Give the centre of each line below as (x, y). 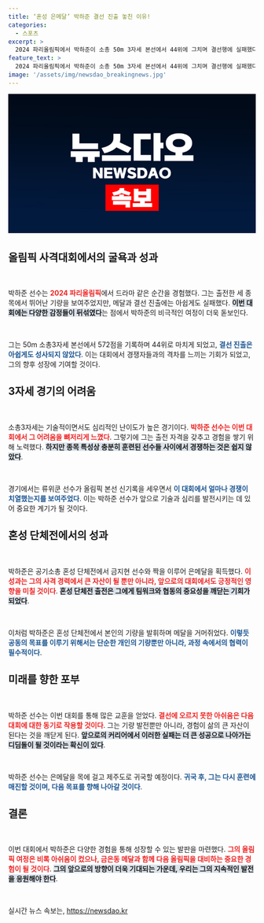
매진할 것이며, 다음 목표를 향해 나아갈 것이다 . (75, 786)
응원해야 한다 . (37, 879)
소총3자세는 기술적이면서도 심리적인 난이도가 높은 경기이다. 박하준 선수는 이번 (126, 427)
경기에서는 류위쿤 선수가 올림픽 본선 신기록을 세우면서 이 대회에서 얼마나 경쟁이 (128, 489)
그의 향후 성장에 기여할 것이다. (54, 364)
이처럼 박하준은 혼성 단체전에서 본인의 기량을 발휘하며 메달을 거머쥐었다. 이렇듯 (129, 633)
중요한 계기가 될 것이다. (52, 508)
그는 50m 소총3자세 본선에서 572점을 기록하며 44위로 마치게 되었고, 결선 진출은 (130, 345)
